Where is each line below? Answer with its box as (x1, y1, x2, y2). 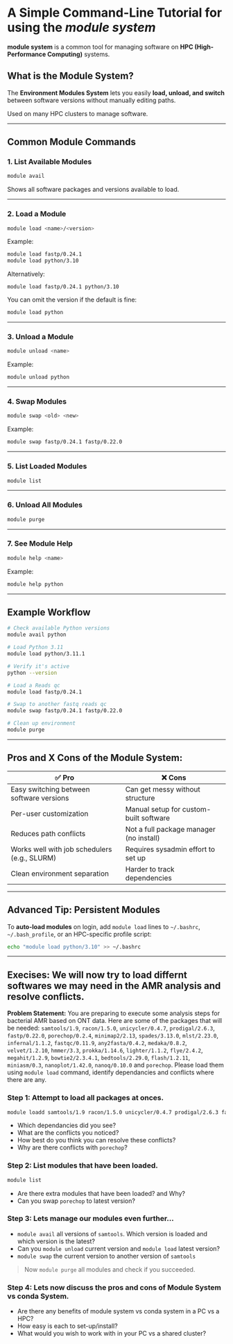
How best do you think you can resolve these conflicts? (17, 1136, 176, 1145)
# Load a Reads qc (7, 682, 60, 689)
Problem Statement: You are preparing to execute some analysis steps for (7, 1009, 221, 1017)
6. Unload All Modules (7, 500, 83, 510)
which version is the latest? (17, 1237, 96, 1245)
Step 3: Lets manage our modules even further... (7, 1214, 175, 1224)
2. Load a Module (7, 209, 67, 219)
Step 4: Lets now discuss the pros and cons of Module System (7, 1282, 222, 1292)
